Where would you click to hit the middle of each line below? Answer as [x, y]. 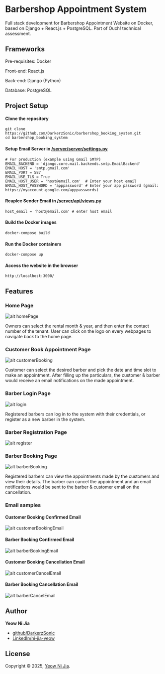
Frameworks [25, 49]
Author [16, 611]
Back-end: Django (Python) [33, 80]
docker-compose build [28, 233]
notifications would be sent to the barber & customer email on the [72, 487]
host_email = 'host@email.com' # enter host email [59, 211]
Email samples [23, 505]
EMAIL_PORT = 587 [23, 172]
